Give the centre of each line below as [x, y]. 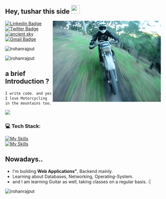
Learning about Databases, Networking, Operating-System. [73, 176]
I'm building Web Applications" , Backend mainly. [62, 171]
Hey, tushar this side [38, 12]
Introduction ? [27, 82]
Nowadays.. [24, 159]
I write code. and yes [28, 93]
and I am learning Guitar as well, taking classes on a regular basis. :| [82, 182]
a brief [15, 74]
